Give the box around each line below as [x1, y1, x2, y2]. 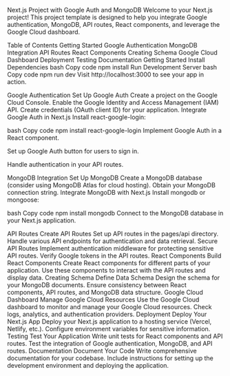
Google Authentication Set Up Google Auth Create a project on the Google [7, 91, 218, 99]
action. [7, 78, 27, 85]
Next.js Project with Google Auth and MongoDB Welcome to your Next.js [7, 6, 213, 14]
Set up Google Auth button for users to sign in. [7, 147, 139, 155]
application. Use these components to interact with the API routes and [7, 267, 206, 274]
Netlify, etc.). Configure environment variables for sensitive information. [7, 325, 211, 333]
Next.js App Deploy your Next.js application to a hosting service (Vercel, [7, 317, 212, 326]
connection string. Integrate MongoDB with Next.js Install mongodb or [7, 189, 206, 196]
